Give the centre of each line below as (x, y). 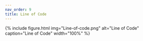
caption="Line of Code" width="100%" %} (48, 33)
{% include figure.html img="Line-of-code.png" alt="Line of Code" (72, 28)
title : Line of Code (26, 14)
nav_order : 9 (18, 10)
